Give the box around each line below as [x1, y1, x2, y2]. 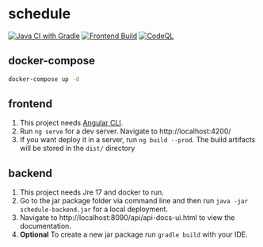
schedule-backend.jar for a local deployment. [19, 204, 169, 214]
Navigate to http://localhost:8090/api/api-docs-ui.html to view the [19, 213, 235, 222]
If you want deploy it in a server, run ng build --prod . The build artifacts [19, 135, 256, 145]
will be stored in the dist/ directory [19, 144, 135, 153]
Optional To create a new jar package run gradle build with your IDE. [19, 230, 248, 239]
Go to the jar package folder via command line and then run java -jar [19, 196, 248, 206]
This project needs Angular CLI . [19, 118, 124, 128]
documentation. [19, 222, 71, 231]
